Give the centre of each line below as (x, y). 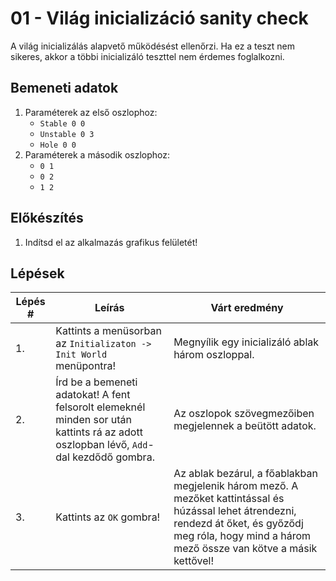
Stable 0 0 (62, 123)
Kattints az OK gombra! (108, 517)
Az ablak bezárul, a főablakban (246, 474)
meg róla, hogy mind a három (242, 536)
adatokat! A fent (93, 395)
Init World (81, 355)
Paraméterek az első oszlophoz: (91, 112)
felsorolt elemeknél (100, 407)
